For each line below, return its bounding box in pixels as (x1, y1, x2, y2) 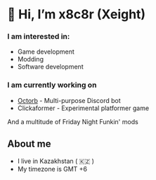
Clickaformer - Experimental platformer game (17, 104, 150, 112)
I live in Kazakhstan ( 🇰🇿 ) (17, 157, 95, 165)
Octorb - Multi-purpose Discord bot (17, 96, 121, 104)
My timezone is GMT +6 (17, 164, 88, 173)
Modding (17, 55, 44, 64)
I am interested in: (7, 32, 70, 42)
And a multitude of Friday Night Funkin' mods (7, 117, 138, 126)
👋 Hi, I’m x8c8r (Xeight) (7, 6, 146, 23)
